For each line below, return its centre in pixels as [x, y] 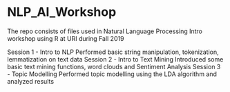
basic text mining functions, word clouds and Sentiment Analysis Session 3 [114, 66]
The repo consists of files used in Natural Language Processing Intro [105, 31]
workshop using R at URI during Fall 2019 [66, 38]
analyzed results [30, 81]
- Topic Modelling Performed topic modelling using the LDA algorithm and [112, 74]
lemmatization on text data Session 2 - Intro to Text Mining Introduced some [115, 59]
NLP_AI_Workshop [62, 12]
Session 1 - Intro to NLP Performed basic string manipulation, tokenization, [113, 52]
